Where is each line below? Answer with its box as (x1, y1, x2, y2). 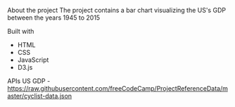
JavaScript (17, 56, 49, 64)
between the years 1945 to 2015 (7, 13, 101, 22)
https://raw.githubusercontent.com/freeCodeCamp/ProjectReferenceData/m (7, 84, 229, 92)
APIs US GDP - (7, 77, 51, 85)
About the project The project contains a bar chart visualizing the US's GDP (7, 6, 227, 14)
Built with (7, 27, 34, 35)
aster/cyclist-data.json (7, 92, 72, 100)
